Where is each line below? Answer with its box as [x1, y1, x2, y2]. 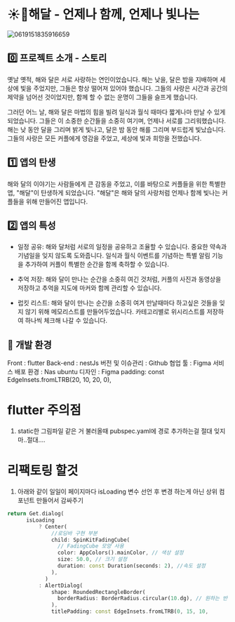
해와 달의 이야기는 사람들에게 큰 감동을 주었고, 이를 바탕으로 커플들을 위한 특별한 [7, 180, 227, 188]
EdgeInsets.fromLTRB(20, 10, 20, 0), [7, 376, 112, 384]
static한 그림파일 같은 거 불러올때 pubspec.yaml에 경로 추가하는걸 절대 [17, 427, 213, 435]
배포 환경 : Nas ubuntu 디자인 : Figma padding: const [14, 368, 165, 376]
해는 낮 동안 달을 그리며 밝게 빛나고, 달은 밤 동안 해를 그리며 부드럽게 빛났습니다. [7, 125, 226, 133]
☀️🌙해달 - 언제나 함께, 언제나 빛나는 [7, 6, 200, 22]
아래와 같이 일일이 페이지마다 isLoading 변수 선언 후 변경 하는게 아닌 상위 [17, 487, 217, 496]
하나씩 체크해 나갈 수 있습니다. [25, 317, 107, 325]
